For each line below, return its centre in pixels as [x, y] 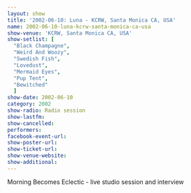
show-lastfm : [26, 117]
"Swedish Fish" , [37, 59]
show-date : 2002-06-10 [40, 98]
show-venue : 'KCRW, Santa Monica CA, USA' [70, 33]
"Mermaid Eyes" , [37, 72]
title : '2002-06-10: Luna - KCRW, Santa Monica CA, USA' [92, 20]
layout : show [26, 14]
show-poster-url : [32, 143]
